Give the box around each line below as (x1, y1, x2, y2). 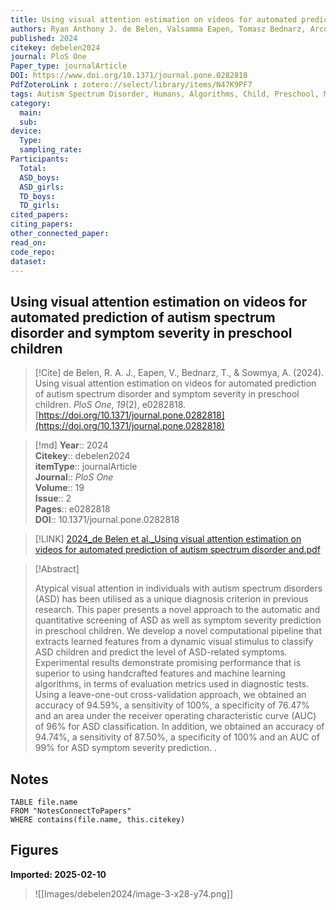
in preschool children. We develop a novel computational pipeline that (34, 625, 322, 637)
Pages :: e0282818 (34, 503, 111, 515)
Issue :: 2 (34, 492, 72, 505)
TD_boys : (19, 191, 56, 201)
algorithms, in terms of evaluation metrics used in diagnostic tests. (34, 678, 310, 690)
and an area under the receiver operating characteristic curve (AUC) (34, 710, 317, 722)
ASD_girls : (19, 182, 65, 192)
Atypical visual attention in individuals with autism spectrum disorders (34, 582, 323, 595)
